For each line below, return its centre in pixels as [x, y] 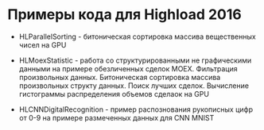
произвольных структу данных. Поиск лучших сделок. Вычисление [134, 86]
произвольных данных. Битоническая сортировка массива [120, 77]
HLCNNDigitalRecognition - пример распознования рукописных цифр [136, 109]
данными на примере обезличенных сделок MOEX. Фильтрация [128, 68]
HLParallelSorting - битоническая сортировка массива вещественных [137, 36]
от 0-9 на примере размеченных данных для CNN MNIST [116, 117]
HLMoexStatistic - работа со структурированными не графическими [135, 60]
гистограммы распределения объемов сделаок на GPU [114, 94]
